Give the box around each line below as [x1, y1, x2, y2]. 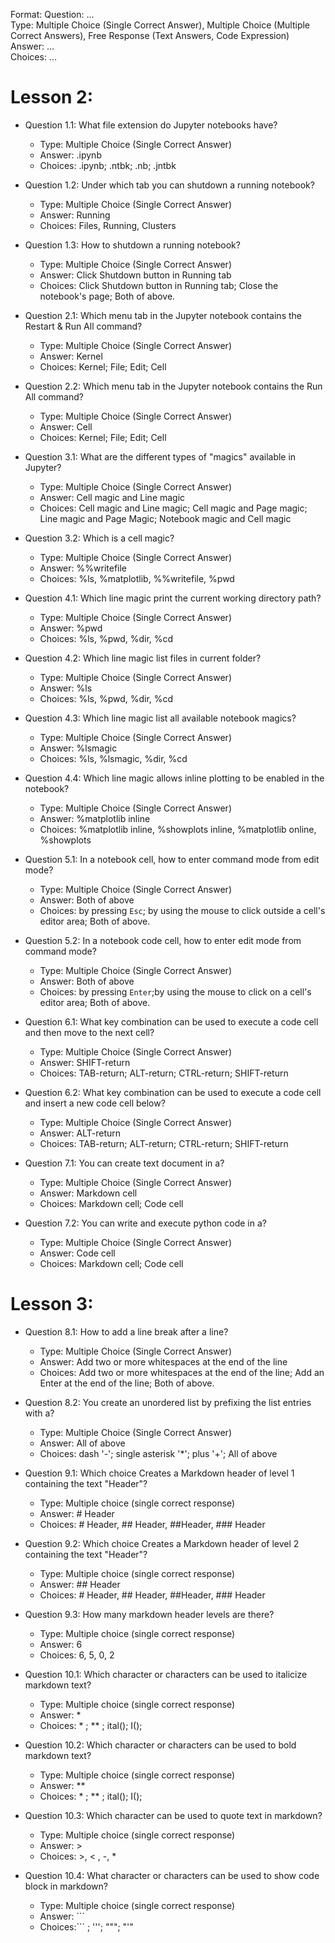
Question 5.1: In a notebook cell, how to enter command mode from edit [24, 853, 320, 865]
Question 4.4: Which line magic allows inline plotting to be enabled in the [24, 772, 325, 784]
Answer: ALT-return [39, 1127, 122, 1139]
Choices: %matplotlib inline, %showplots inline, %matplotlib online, [39, 823, 317, 835]
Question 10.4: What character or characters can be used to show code [24, 1869, 320, 1881]
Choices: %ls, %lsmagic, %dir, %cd [39, 752, 188, 764]
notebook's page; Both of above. [39, 290, 176, 302]
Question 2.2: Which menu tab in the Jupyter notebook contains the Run [24, 380, 323, 392]
